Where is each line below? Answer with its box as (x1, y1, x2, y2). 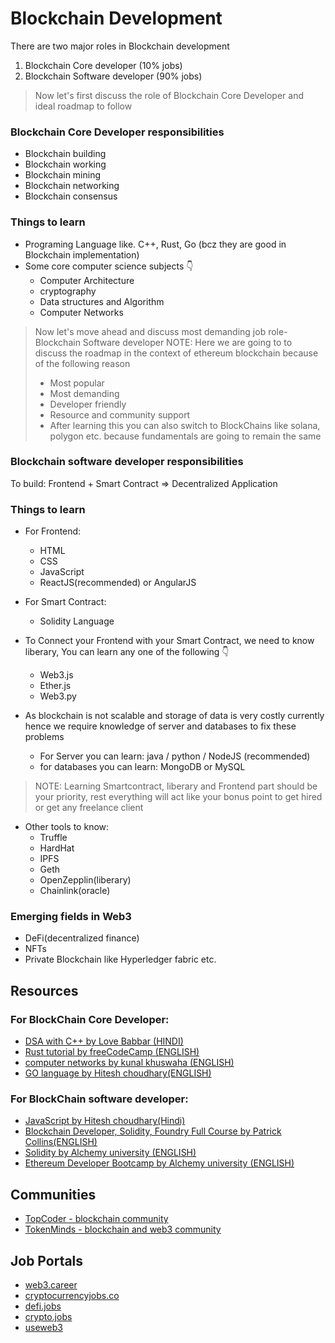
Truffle (39, 832, 68, 844)
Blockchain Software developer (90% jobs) (24, 70, 203, 82)
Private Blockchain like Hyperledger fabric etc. (24, 953, 217, 966)
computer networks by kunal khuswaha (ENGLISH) (24, 1057, 235, 1069)
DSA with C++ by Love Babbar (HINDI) (24, 1035, 184, 1047)
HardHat (39, 842, 75, 854)
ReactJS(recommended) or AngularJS (39, 577, 197, 589)
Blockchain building (24, 148, 107, 160)
